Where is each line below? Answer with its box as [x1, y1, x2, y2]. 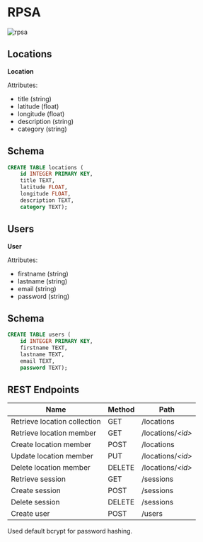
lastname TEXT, [20, 351, 65, 358]
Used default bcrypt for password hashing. [7, 527, 133, 536]
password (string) [17, 292, 70, 300]
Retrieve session [11, 474, 66, 484]
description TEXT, [20, 196, 74, 204]
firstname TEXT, [20, 344, 69, 351]
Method [108, 405, 135, 414]
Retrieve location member [11, 428, 97, 438]
